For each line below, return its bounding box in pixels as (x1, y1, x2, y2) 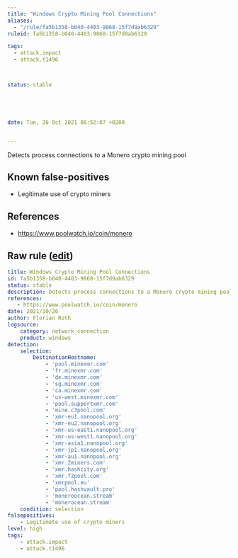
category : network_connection (20, 327, 110, 335)
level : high (7, 525, 42, 533)
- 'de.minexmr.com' (45, 374, 103, 381)
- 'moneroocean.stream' (45, 492, 115, 499)
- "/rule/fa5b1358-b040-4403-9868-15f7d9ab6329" (13, 23, 160, 30)
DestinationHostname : (33, 354, 97, 361)
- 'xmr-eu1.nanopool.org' (45, 414, 122, 421)
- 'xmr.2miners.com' (45, 460, 106, 467)
